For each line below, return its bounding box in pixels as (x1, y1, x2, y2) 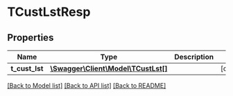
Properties (7, 32, 54, 44)
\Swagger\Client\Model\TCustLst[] (49, 64, 168, 73)
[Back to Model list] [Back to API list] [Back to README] (7, 81, 166, 90)
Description (174, 52, 214, 61)
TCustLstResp (7, 4, 91, 20)
